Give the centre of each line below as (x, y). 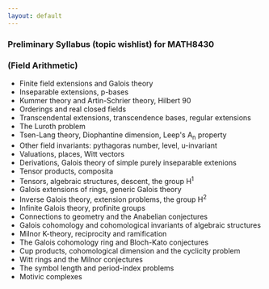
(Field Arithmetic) (43, 65)
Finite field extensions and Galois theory (86, 83)
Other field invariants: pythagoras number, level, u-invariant (118, 145)
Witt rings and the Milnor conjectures (81, 259)
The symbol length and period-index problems (97, 268)
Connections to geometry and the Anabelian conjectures (113, 216)
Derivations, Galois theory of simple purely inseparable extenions (128, 162)
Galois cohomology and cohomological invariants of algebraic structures (140, 225)
